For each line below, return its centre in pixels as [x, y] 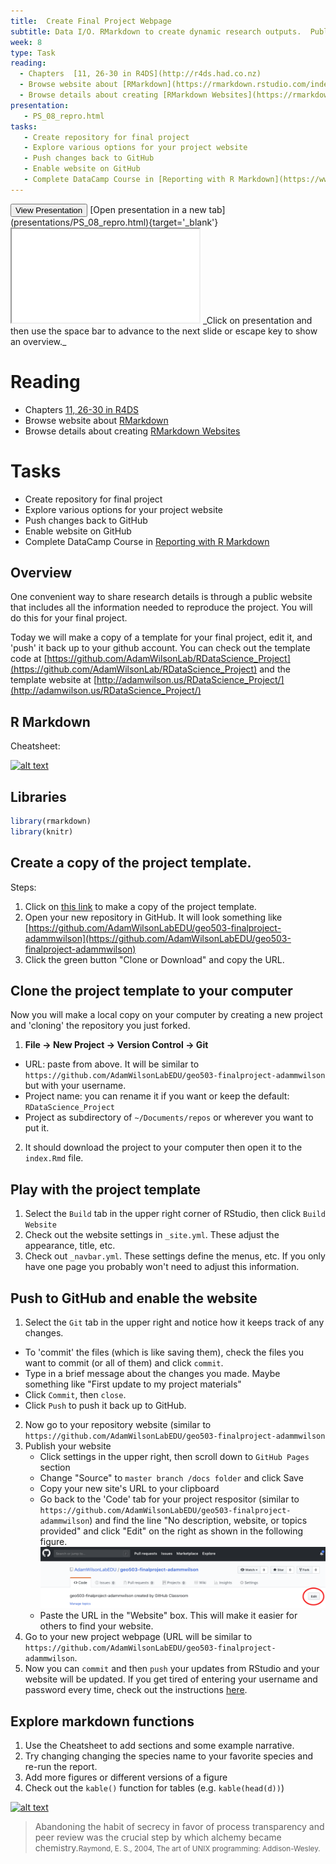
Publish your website [68, 1446]
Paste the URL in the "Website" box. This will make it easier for [168, 1616]
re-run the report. [61, 1766]
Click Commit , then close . [75, 1395]
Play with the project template [106, 1189]
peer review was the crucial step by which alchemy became [158, 1837]
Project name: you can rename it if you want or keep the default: [157, 1096]
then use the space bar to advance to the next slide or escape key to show [164, 331]
